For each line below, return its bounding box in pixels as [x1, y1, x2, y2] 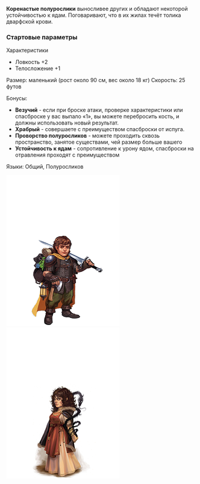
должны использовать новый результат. [14, 119, 119, 126]
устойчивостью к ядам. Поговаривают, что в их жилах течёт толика [6, 11, 181, 19]
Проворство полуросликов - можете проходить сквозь [14, 132, 160, 140]
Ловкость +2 [14, 59, 48, 66]
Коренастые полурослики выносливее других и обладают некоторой [6, 5, 188, 12]
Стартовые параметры [6, 33, 78, 41]
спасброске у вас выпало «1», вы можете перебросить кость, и [14, 113, 180, 120]
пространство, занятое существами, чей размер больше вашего [14, 138, 183, 146]
